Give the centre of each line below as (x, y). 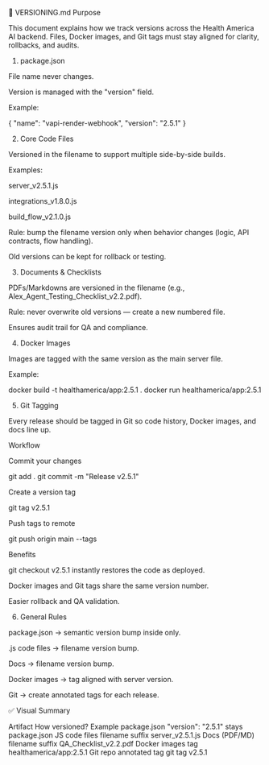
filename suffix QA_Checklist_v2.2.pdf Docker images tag (103, 744)
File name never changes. (51, 76)
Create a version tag (42, 492)
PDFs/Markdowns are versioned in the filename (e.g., (97, 287)
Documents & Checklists (61, 272)
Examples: (25, 170)
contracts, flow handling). (51, 241)
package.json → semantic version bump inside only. (95, 633)
